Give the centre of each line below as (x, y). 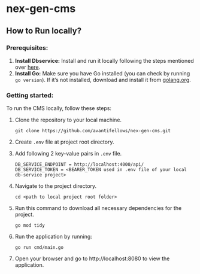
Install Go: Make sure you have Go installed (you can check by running (102, 73)
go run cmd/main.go (39, 248)
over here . (28, 67)
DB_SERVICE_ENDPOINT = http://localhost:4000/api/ (79, 165)
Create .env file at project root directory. (64, 142)
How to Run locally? (44, 31)
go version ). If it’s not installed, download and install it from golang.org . (103, 80)
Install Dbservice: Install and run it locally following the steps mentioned (104, 60)
